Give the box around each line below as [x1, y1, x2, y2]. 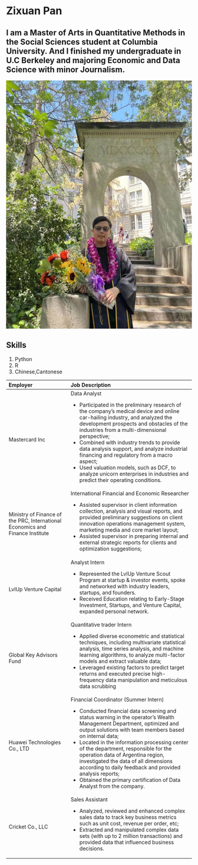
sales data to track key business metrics [79, 814, 177, 821]
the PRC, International [8, 517, 62, 524]
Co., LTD [8, 745, 29, 752]
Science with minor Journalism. [6, 64, 126, 74]
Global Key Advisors [8, 651, 58, 658]
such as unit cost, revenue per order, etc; [79, 820, 179, 827]
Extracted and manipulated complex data [79, 826, 179, 833]
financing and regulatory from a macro [79, 451, 173, 458]
